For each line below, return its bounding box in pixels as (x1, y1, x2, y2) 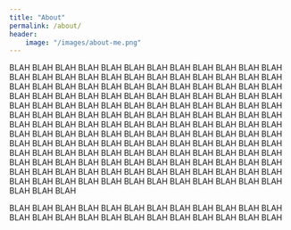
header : (9, 29, 38, 38)
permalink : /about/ (9, 21, 82, 30)
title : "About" (9, 12, 66, 22)
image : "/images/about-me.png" (25, 37, 142, 47)
